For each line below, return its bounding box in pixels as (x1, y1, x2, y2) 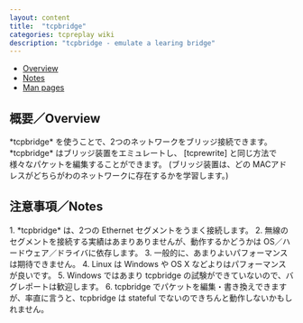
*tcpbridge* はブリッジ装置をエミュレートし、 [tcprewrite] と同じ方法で (9, 148, 278, 159)
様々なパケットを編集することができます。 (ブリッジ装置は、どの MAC (9, 159, 271, 170)
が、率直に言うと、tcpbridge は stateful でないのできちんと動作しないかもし (9, 292, 293, 303)
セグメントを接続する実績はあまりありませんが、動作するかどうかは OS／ (9, 235, 283, 246)
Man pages (22, 82, 65, 93)
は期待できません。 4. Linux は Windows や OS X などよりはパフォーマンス (9, 258, 287, 269)
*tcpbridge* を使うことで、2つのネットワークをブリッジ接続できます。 (9, 136, 272, 147)
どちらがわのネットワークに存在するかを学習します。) (32, 171, 229, 181)
